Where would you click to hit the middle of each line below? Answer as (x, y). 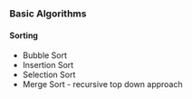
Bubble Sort (45, 55)
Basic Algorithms (48, 14)
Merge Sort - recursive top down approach (102, 84)
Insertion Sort (48, 65)
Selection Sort (49, 74)
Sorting (24, 35)
